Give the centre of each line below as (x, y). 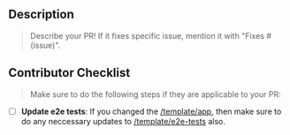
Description (41, 15)
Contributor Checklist (69, 73)
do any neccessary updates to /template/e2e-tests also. (123, 121)
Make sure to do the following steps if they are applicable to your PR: (155, 94)
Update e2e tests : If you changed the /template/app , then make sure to (151, 111)
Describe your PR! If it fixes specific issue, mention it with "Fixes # (150, 35)
